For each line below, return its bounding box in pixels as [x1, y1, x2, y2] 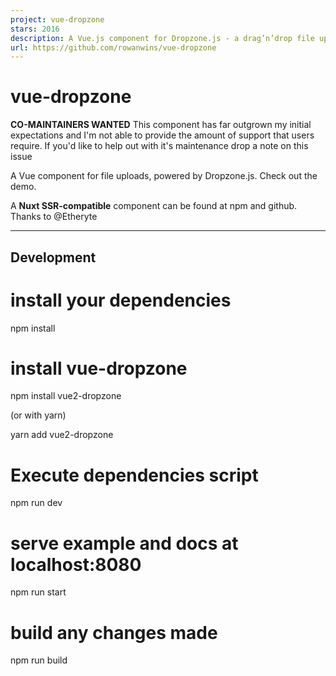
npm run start [10, 586, 67, 598]
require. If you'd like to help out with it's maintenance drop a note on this [10, 140, 309, 152]
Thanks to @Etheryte [10, 211, 98, 223]
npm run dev [10, 497, 63, 509]
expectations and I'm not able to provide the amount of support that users [10, 129, 315, 141]
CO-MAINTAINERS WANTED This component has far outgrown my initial [10, 119, 312, 131]
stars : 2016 [10, 24, 60, 34]
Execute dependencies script [10, 464, 259, 486]
